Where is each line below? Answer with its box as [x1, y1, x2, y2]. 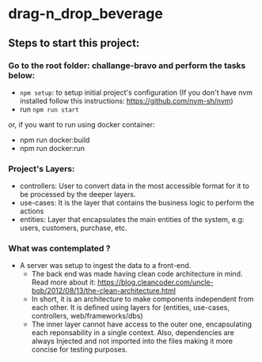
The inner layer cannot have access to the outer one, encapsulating [31, 319, 252, 329]
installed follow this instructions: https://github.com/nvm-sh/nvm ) [19, 96, 234, 105]
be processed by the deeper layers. [19, 190, 136, 199]
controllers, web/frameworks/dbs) [31, 311, 144, 321]
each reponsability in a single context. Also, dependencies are [31, 328, 235, 337]
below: [8, 70, 36, 81]
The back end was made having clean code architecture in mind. [31, 270, 243, 279]
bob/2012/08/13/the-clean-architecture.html [31, 286, 177, 296]
